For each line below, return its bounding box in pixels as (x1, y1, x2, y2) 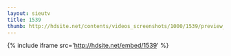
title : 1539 (7, 16, 41, 23)
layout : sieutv (7, 10, 51, 17)
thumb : (7, 23, 26, 29)
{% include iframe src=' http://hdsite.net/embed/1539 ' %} (7, 42, 170, 50)
